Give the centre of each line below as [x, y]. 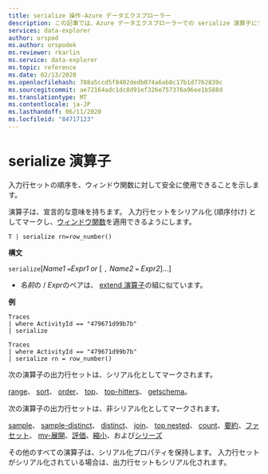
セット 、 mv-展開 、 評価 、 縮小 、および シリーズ [85, 435]
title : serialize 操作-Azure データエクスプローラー [90, 16]
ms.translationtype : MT [48, 97]
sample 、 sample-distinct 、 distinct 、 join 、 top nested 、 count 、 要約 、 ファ [134, 425]
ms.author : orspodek [43, 45]
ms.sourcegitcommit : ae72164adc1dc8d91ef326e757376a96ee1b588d [116, 90]
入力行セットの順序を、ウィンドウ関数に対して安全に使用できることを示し [130, 185]
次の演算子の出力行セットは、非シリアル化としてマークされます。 [116, 408]
